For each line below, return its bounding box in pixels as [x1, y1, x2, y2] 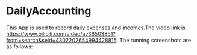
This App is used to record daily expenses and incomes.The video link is [6, 24, 186, 31]
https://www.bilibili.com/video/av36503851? [6, 30, 116, 37]
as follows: [6, 43, 33, 50]
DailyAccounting [6, 4, 92, 18]
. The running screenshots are [116, 36, 192, 44]
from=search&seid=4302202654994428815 [6, 36, 117, 44]
